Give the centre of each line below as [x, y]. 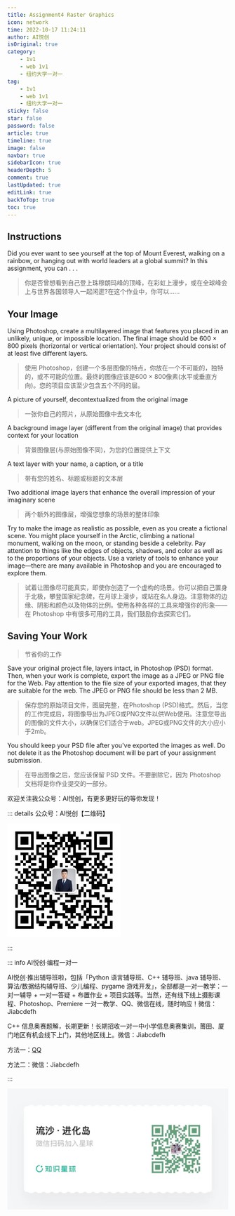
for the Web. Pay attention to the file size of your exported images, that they [117, 683]
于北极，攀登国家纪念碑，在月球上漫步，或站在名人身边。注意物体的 [123, 596]
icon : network [28, 22]
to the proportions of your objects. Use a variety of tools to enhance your [113, 558]
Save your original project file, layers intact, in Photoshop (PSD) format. [110, 668]
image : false [26, 148]
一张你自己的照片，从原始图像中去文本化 [83, 414]
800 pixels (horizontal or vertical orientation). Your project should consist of [117, 346]
